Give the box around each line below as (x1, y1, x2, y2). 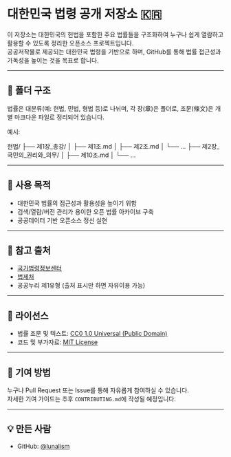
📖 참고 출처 (7, 244, 52, 256)
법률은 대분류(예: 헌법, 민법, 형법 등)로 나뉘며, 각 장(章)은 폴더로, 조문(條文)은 (7, 104, 214, 112)
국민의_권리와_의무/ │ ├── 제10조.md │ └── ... (7, 151, 136, 159)
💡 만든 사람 (7, 423, 52, 435)
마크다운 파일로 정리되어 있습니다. (14, 113, 104, 121)
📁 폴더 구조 (7, 85, 52, 96)
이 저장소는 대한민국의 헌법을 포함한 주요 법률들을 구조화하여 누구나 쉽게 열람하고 (7, 30, 224, 39)
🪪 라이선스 (7, 310, 49, 321)
